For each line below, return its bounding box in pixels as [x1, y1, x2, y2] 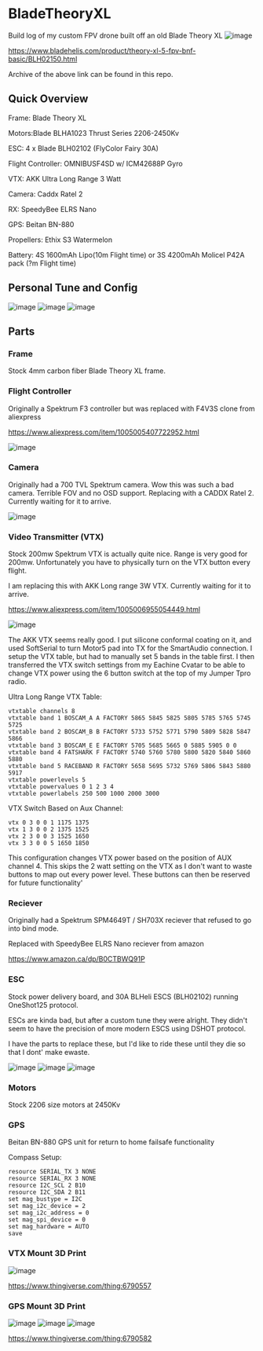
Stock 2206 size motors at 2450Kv [8, 1100, 121, 1110]
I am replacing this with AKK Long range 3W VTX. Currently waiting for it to [8, 581, 251, 591]
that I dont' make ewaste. [8, 1047, 90, 1056]
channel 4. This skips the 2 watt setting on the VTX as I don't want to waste [8, 862, 253, 871]
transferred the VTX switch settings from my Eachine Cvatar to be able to [8, 661, 246, 670]
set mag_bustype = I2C [8, 1195, 82, 1203]
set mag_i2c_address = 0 [8, 1209, 89, 1217]
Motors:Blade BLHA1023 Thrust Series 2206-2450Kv [8, 128, 179, 137]
